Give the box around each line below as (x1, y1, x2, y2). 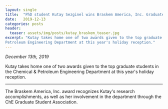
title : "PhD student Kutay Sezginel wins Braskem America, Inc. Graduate (5, 12, 164, 17)
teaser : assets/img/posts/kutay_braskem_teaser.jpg (9, 30, 120, 35)
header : (5, 26, 21, 31)
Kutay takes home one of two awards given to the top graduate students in (5, 63, 159, 69)
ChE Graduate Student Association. (5, 98, 78, 105)
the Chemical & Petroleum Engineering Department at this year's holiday (5, 68, 154, 74)
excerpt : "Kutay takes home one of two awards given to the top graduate (5, 35, 162, 40)
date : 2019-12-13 (5, 16, 46, 21)
